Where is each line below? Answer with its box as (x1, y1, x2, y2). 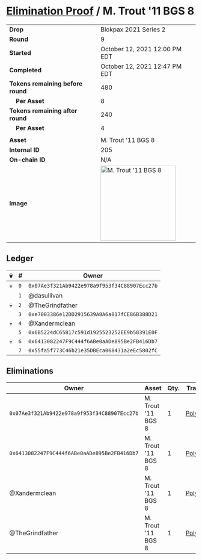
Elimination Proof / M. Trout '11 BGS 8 (6, 4, 195, 18)
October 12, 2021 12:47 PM (100, 62, 182, 70)
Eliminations (6, 366, 54, 376)
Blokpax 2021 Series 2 (100, 25, 166, 34)
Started (9, 48, 31, 57)
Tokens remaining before (9, 79, 83, 88)
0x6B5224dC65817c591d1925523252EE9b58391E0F (28, 329, 158, 335)
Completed (9, 66, 42, 74)
